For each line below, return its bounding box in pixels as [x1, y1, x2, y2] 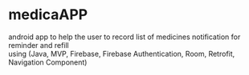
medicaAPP [8, 6, 88, 24]
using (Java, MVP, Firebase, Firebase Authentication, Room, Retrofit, [8, 49, 235, 58]
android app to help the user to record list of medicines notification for [8, 32, 241, 41]
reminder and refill [8, 40, 70, 49]
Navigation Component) [8, 57, 88, 67]
